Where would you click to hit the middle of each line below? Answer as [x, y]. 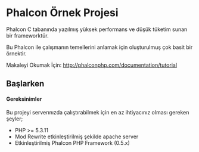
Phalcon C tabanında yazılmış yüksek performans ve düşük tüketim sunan [97, 29]
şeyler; [15, 119]
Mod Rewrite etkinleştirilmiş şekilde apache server [77, 137]
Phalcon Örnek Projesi [62, 13]
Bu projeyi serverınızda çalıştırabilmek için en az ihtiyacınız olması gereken [98, 112]
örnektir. [16, 53]
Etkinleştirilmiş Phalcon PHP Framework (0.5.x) [72, 142]
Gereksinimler [24, 99]
